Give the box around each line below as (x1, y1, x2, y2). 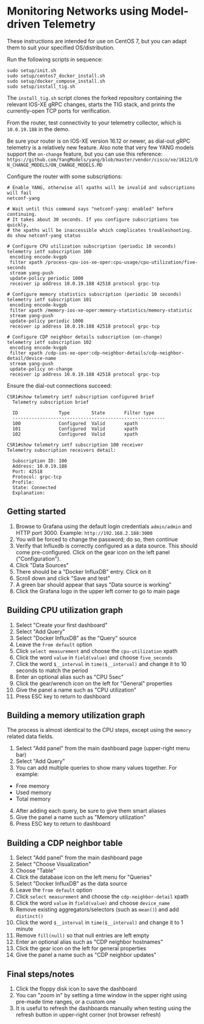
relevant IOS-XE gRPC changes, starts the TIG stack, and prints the (7, 101, 175, 108)
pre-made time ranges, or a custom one (15, 998, 116, 1005)
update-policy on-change (9, 366, 72, 372)
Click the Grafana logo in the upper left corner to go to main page (15, 587, 180, 595)
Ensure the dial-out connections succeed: (7, 382, 112, 389)
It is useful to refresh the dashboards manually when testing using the (15, 1004, 191, 1012)
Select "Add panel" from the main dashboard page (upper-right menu (15, 745, 191, 752)
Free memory (15, 782, 50, 790)
